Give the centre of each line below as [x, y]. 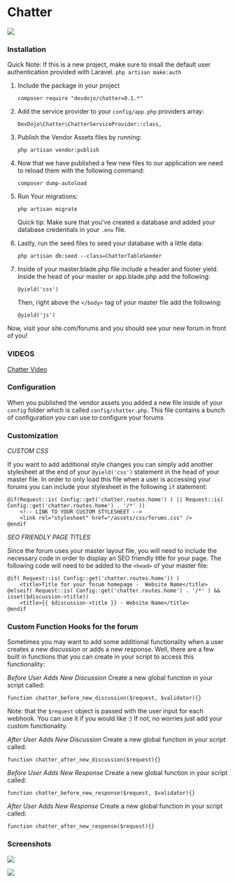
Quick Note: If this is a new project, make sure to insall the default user [109, 64]
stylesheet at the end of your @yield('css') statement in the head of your [113, 472]
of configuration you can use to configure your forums [86, 417]
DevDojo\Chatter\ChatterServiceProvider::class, [90, 124]
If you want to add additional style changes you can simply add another [110, 465]
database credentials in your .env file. [72, 230]
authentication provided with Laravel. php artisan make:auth [94, 72]
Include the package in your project [69, 85]
